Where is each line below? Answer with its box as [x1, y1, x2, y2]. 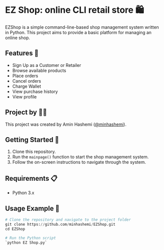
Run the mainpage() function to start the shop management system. [12, 154, 149, 160]
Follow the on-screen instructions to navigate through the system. [12, 159, 146, 165]
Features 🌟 [5, 49, 39, 57]
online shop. [5, 35, 31, 41]
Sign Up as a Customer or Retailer [12, 62, 81, 68]
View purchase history [12, 88, 58, 95]
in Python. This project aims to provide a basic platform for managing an [5, 29, 152, 35]
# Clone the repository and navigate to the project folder [5, 217, 131, 222]
